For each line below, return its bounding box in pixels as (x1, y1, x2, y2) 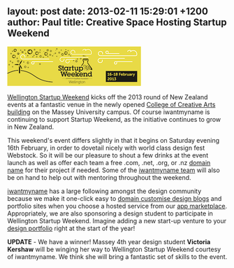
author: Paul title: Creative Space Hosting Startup (7, 17, 227, 29)
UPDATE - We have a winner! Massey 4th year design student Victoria (7, 237, 211, 246)
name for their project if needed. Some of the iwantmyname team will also (7, 166, 220, 174)
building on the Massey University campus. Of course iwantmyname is (7, 108, 210, 116)
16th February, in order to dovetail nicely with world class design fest (7, 143, 205, 152)
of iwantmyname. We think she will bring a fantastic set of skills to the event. (7, 252, 228, 261)
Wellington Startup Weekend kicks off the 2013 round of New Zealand (7, 92, 208, 101)
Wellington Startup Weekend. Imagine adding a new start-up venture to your (7, 216, 227, 225)
